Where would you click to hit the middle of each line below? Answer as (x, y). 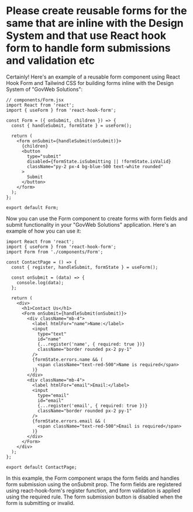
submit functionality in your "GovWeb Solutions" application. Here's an (91, 224)
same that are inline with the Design (95, 23)
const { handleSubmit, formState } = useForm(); (72, 125)
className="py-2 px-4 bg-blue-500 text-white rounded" (95, 166)
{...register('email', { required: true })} (92, 405)
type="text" (52, 334)
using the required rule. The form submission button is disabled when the (94, 497)
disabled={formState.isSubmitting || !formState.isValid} (99, 161)
